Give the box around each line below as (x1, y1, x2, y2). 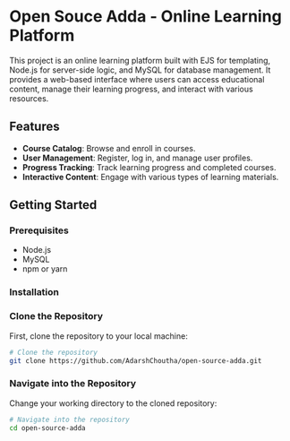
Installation (9, 286, 60, 298)
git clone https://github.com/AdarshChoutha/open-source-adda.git (9, 356, 262, 365)
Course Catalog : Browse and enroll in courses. (21, 143, 196, 153)
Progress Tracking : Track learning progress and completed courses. (21, 161, 277, 172)
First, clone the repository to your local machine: (9, 330, 188, 342)
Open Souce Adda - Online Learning (9, 6, 282, 27)
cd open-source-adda (9, 423, 87, 432)
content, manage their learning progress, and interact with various (9, 83, 253, 94)
